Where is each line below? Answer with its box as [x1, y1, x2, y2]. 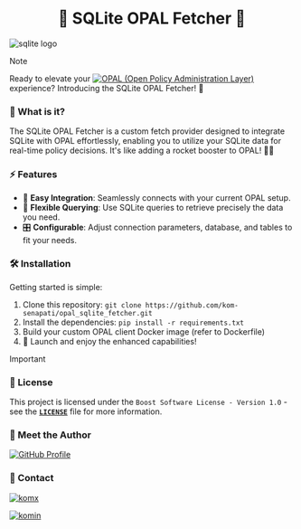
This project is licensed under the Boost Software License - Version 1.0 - [9, 397, 287, 408]
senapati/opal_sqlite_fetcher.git [22, 308, 153, 317]
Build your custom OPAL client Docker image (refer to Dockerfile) [22, 326, 265, 337]
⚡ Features [9, 168, 58, 181]
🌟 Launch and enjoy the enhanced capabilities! [22, 335, 197, 346]
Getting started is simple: [9, 281, 103, 292]
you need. [22, 212, 61, 222]
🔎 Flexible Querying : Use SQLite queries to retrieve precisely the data [22, 202, 284, 213]
